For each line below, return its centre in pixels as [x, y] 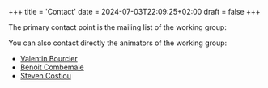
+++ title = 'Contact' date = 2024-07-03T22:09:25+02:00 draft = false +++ [134, 12]
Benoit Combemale [52, 67]
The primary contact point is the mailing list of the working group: [117, 27]
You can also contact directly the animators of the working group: [118, 43]
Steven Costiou [45, 75]
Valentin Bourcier [49, 59]
